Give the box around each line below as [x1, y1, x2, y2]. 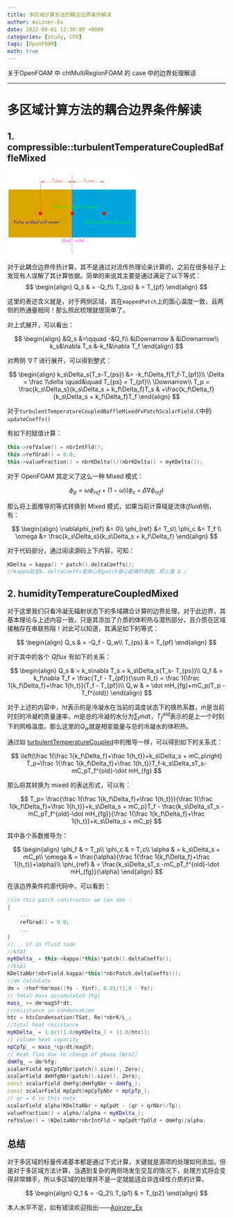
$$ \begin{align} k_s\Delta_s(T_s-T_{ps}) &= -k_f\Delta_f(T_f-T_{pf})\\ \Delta [8, 370, 225, 379]
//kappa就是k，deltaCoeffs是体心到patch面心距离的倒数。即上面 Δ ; [7, 568, 187, 576]
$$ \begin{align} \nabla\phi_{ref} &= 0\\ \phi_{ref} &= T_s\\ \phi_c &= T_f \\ [11, 524, 222, 532]
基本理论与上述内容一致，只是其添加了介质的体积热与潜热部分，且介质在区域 [7, 616, 226, 624]
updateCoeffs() [7, 416, 51, 423]
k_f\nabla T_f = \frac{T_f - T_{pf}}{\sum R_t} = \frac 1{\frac [33, 674, 200, 682]
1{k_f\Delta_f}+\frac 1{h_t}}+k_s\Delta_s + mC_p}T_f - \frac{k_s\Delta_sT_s [9, 802, 220, 811]
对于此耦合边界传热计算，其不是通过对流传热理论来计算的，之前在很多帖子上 [7, 263, 226, 271]
